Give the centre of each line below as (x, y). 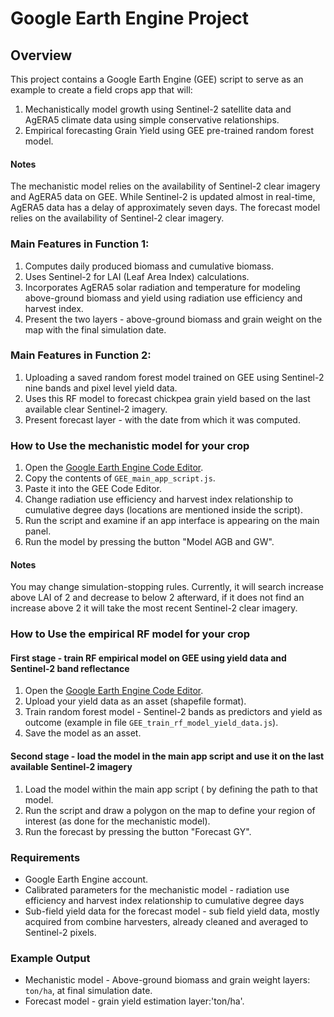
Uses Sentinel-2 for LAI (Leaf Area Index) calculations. (137, 276)
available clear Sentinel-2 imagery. (96, 409)
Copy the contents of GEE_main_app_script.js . (120, 478)
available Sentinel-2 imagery (71, 767)
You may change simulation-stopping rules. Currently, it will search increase (167, 587)
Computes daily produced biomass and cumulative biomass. (149, 266)
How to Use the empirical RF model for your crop (130, 634)
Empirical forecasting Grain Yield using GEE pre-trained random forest (169, 130)
